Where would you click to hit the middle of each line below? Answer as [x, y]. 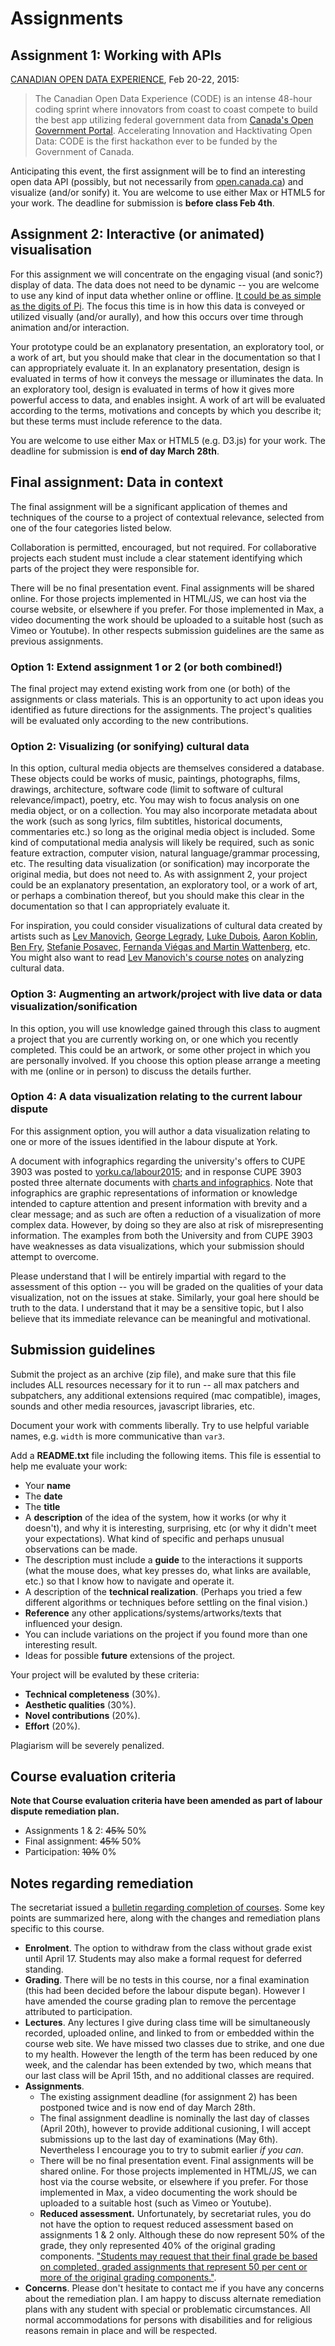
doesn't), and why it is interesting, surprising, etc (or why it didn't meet [170, 1528]
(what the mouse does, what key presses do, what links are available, [168, 1570]
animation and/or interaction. [70, 327]
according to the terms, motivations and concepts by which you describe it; [166, 410]
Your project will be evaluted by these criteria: [105, 1674]
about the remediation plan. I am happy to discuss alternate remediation [173, 2299]
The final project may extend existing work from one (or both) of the [150, 688]
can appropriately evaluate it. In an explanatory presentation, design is [155, 368]
